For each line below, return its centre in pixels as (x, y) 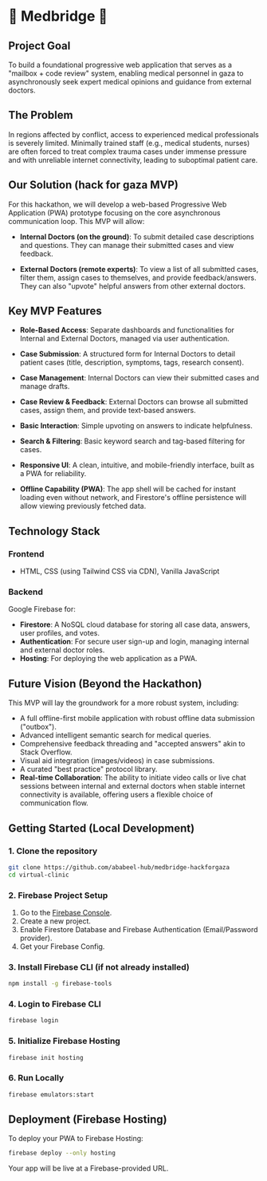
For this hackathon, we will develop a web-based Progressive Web (118, 204)
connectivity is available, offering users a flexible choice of (116, 795)
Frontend (26, 553)
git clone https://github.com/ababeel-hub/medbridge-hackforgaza (119, 867)
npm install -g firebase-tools (60, 984)
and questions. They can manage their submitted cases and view (127, 245)
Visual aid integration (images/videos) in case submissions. (117, 761)
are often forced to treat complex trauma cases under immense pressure (128, 152)
